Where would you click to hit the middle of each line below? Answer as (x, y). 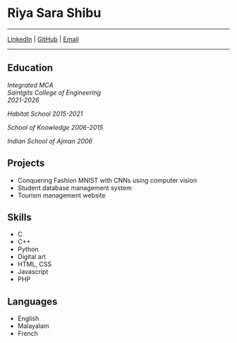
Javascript (33, 272)
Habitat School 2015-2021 (45, 114)
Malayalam (33, 326)
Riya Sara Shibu (54, 13)
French (28, 334)
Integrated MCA (31, 85)
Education (30, 68)
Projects (26, 163)
